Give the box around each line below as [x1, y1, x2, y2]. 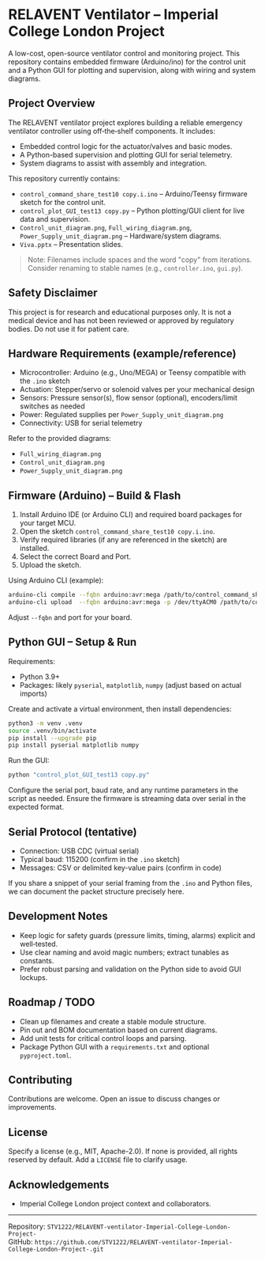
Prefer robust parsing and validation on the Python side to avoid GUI [19, 964, 242, 974]
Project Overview [8, 97, 95, 110]
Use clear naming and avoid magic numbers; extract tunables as [19, 948, 230, 957]
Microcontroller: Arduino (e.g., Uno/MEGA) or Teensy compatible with [19, 368, 246, 378]
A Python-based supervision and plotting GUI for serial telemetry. [19, 150, 233, 159]
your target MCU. [19, 518, 77, 528]
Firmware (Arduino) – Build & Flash [8, 488, 181, 502]
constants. [19, 955, 54, 965]
